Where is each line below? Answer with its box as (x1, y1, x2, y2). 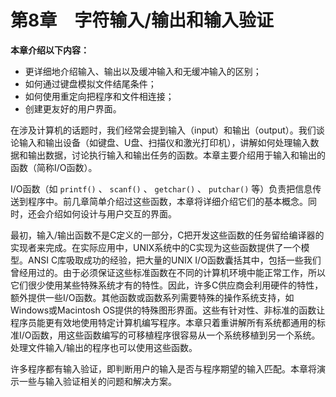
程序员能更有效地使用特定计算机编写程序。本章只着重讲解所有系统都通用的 (10, 316, 317, 328)
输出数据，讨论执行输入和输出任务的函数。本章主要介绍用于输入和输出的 (27, 149, 326, 161)
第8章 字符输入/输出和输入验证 (10, 9, 275, 32)
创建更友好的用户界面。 (24, 102, 122, 115)
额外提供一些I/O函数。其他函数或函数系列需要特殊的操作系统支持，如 (10, 291, 295, 303)
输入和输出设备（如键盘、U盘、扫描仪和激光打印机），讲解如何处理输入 (18, 136, 311, 148)
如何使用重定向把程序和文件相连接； (24, 90, 175, 102)
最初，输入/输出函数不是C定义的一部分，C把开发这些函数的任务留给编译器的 (10, 229, 325, 241)
